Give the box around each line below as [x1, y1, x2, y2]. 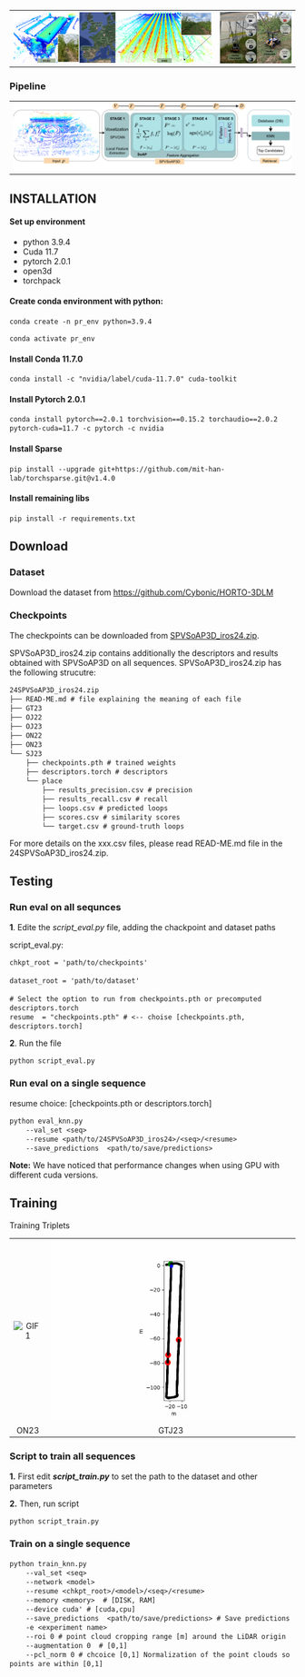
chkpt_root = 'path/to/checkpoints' [9, 958, 148, 967]
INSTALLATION [9, 191, 97, 206]
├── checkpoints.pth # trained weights [25, 758, 177, 768]
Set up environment [9, 216, 86, 227]
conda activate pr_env [9, 334, 95, 343]
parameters [9, 1480, 53, 1491]
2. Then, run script [9, 1498, 80, 1509]
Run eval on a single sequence [9, 1077, 147, 1090]
